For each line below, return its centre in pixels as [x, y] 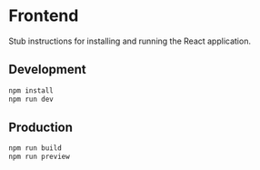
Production [41, 127]
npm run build [35, 148]
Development [48, 70]
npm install [31, 90]
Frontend [44, 16]
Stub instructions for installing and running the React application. [130, 41]
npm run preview [39, 157]
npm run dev [31, 99]
